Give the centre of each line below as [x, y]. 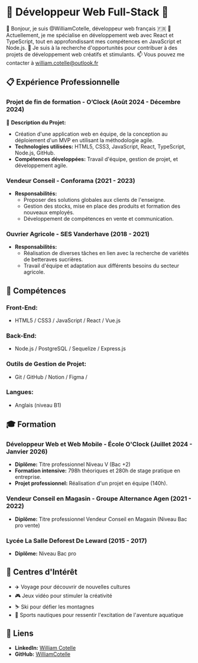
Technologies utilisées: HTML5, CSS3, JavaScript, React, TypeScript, [100, 146]
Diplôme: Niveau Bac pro [46, 553]
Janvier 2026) [27, 452]
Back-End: [22, 336]
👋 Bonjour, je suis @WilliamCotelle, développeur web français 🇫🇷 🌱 [89, 28]
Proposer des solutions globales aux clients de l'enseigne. [94, 199]
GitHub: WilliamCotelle [43, 654]
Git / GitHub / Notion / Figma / [51, 377]
